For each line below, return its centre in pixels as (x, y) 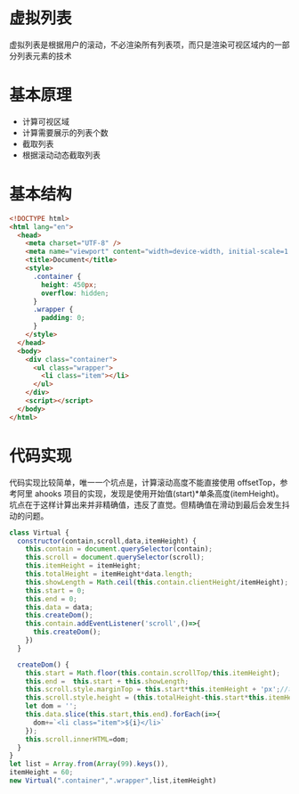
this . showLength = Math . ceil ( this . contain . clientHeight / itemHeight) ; (157, 582)
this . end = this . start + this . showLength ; (107, 681)
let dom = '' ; (51, 706)
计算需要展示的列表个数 (65, 132)
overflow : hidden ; (75, 293)
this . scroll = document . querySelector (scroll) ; (115, 558)
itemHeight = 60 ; (41, 773)
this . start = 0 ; (56, 590)
